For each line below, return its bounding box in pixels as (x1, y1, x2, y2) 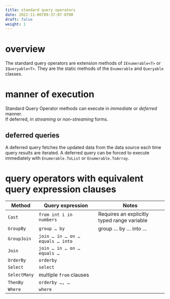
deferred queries (5, 131, 60, 139)
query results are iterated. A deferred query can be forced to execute (5, 149, 150, 156)
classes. (5, 71, 23, 77)
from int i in (38, 211, 73, 217)
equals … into (38, 238, 73, 244)
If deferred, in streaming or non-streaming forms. (5, 116, 109, 122)
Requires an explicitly (98, 210, 149, 217)
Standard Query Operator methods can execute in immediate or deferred (5, 105, 157, 111)
